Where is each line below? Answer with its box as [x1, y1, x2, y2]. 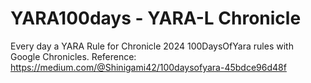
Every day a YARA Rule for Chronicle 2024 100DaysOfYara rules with [10, 40, 294, 52]
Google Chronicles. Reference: [10, 50, 137, 62]
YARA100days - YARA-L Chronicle [10, 7, 302, 30]
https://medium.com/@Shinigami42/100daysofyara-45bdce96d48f [10, 61, 287, 73]
